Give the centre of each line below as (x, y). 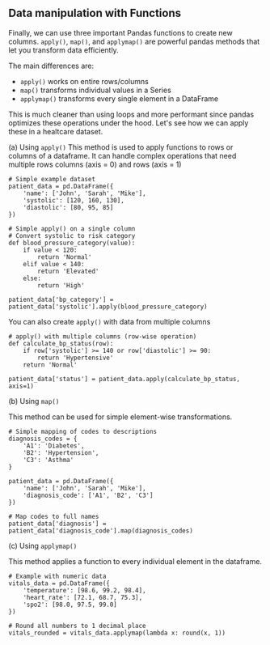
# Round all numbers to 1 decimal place (78, 626)
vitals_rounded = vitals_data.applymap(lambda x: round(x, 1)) (117, 633)
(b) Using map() (34, 401)
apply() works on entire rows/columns (84, 81)
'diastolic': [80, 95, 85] (68, 207)
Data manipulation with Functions (95, 13)
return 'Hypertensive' (76, 358)
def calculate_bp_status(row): (61, 343)
